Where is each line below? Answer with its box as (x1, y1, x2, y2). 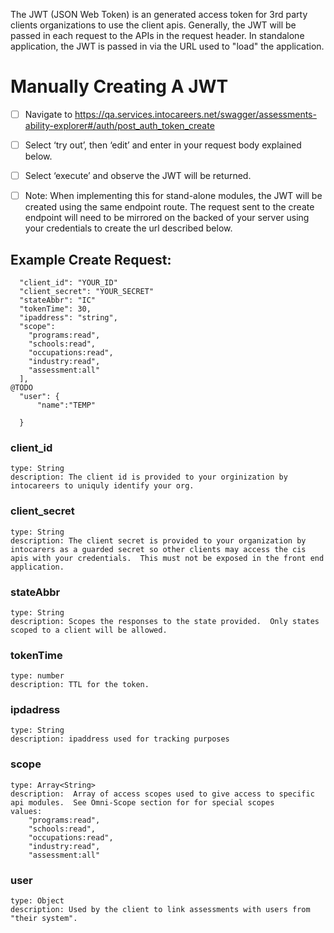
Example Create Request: (10, 251, 172, 268)
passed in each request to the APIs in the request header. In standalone (10, 30, 305, 41)
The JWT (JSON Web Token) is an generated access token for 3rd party (10, 9, 308, 20)
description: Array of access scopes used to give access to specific (10, 789, 315, 799)
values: (10, 806, 43, 816)
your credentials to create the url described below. (24, 222, 233, 234)
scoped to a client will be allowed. (10, 625, 168, 635)
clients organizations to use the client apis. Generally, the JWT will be (10, 19, 297, 31)
